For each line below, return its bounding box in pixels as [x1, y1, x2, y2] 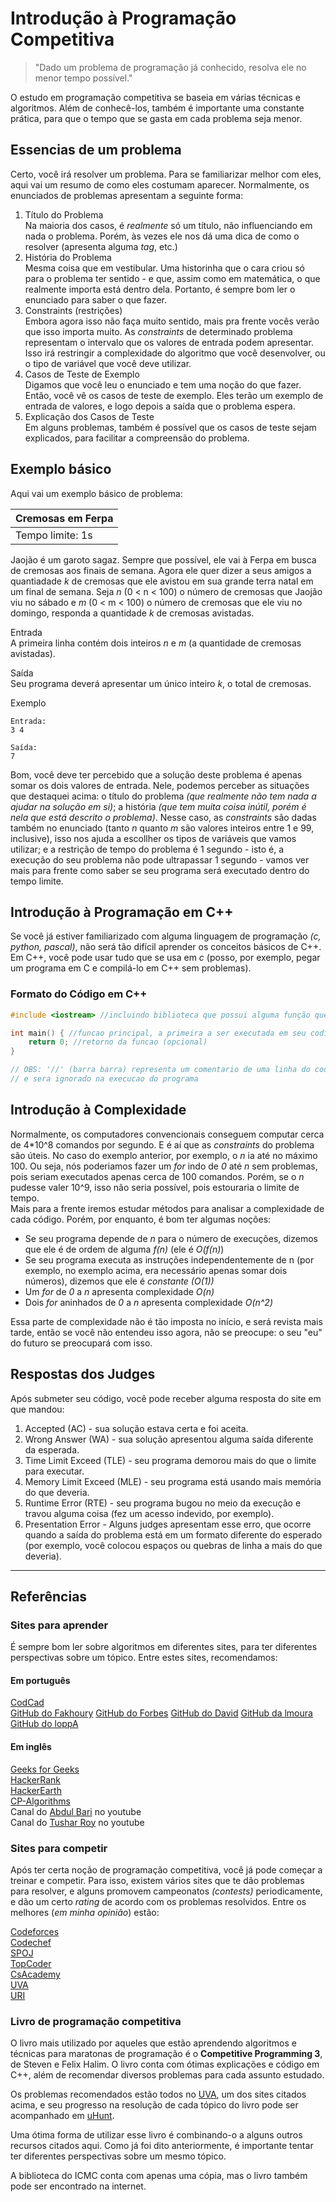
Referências [10, 1588, 88, 1605]
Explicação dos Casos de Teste [24, 410, 155, 422]
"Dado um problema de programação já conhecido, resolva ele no [34, 61, 307, 73]
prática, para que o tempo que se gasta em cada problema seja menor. [10, 112, 303, 124]
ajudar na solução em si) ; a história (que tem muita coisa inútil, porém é [10, 800, 307, 812]
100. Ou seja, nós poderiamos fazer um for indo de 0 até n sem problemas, [10, 1160, 318, 1172]
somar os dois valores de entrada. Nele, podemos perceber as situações [10, 779, 310, 791]
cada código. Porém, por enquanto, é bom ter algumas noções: [10, 1213, 272, 1225]
